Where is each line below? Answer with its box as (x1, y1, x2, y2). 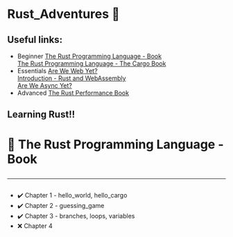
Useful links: (7, 34, 63, 46)
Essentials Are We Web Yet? (17, 67, 98, 75)
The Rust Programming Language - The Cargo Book (17, 59, 166, 68)
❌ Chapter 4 (17, 221, 53, 230)
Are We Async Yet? (17, 82, 73, 89)
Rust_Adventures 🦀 (7, 6, 120, 22)
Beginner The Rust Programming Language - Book (17, 52, 162, 60)
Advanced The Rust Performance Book (17, 89, 130, 97)
